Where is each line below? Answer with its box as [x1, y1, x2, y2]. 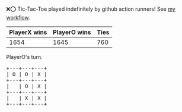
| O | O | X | [6, 71, 47, 77]
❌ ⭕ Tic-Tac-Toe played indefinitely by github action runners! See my [6, 5, 176, 13]
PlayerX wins [9, 28, 47, 36]
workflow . [6, 14, 30, 21]
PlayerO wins [53, 28, 91, 36]
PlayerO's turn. [6, 54, 43, 60]
